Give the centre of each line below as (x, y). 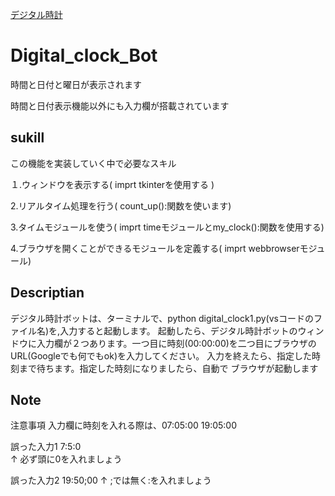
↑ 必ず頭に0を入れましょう (66, 459)
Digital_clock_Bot (84, 55)
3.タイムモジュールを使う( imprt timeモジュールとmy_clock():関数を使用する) (167, 227)
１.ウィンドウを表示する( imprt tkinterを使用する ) (112, 184)
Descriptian (47, 293)
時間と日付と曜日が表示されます (76, 84)
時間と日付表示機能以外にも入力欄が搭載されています (120, 105)
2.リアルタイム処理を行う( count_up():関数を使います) (121, 205)
